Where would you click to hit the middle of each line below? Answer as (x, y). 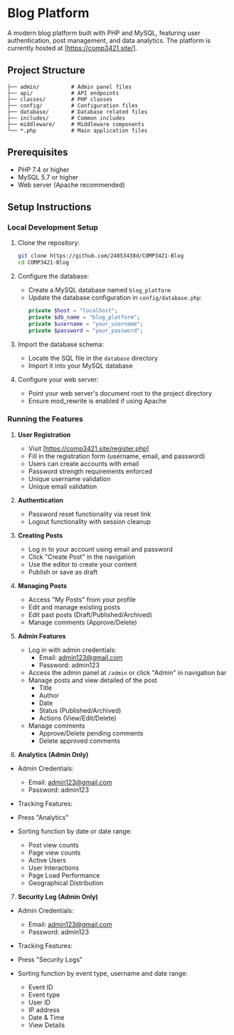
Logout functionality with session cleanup (89, 521)
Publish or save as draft (63, 572)
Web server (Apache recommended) (71, 185)
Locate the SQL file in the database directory (93, 358)
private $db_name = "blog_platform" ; (84, 317)
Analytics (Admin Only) (53, 754)
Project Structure (46, 70)
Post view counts (54, 845)
